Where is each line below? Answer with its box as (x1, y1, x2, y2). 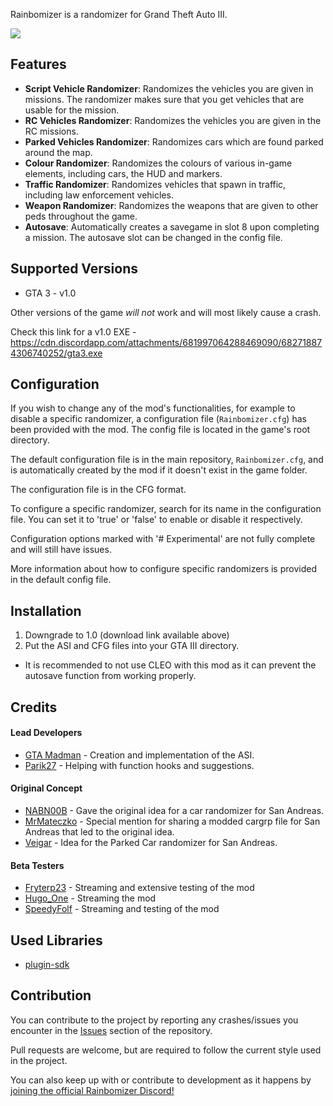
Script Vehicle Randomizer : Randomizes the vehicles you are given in (24, 82, 314, 94)
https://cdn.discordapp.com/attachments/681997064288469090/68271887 (10, 336, 323, 348)
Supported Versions (10, 260, 138, 278)
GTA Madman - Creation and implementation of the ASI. (24, 749, 255, 761)
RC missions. (24, 125, 79, 137)
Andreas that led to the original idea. (24, 826, 175, 838)
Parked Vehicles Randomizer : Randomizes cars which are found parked (24, 135, 324, 148)
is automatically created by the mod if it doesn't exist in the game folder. (10, 464, 308, 476)
